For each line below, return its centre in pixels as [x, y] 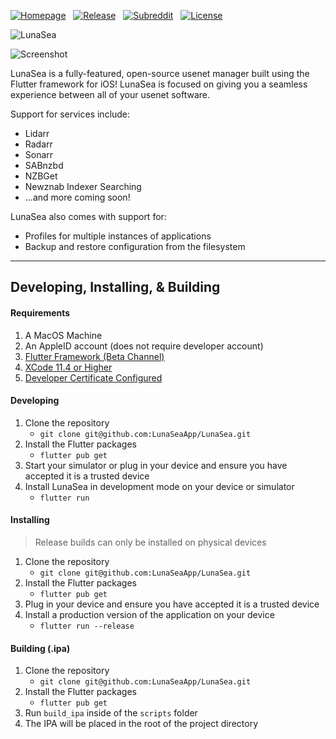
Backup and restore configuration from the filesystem [135, 246]
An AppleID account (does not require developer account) [144, 346]
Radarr [38, 144]
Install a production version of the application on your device [149, 614]
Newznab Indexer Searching [83, 186]
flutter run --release [87, 626]
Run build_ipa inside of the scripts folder [111, 713]
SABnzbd [44, 165]
